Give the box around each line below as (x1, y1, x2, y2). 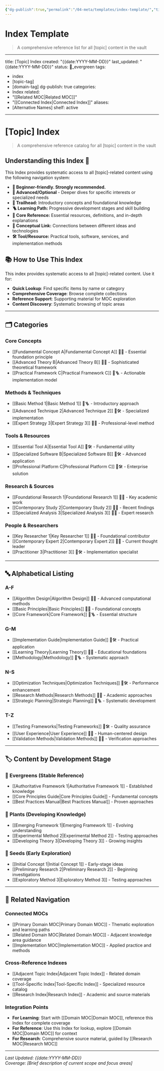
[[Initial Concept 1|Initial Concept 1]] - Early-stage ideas (12, 861, 123, 867)
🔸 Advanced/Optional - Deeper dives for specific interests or (12, 190, 136, 195)
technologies (12, 228, 39, 234)
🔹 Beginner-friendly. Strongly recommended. (12, 184, 106, 190)
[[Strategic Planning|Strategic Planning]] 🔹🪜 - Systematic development (12, 698, 156, 704)
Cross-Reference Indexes (5, 959, 67, 966)
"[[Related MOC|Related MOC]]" (12, 94, 77, 100)
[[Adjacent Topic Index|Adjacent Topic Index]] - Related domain (12, 971, 141, 976)
